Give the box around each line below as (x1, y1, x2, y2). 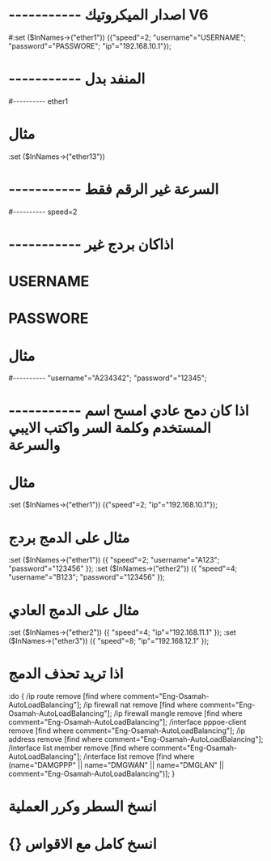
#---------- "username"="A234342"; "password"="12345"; (8, 373, 207, 383)
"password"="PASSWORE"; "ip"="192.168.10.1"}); (8, 41, 171, 50)
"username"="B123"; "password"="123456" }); (8, 572, 166, 582)
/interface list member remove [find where (8, 743, 150, 753)
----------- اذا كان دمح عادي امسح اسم (8, 401, 249, 420)
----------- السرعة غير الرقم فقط (8, 180, 219, 198)
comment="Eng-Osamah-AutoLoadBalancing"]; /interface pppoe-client (8, 717, 247, 727)
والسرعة (8, 436, 61, 455)
